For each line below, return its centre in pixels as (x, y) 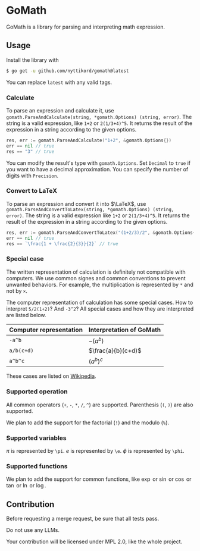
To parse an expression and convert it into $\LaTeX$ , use (76, 204)
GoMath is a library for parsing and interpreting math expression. (86, 27)
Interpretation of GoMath (125, 330)
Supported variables (36, 438)
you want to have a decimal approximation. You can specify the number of (97, 169)
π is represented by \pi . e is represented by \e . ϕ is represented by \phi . (95, 451)
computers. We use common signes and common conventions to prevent (96, 278)
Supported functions (37, 466)
